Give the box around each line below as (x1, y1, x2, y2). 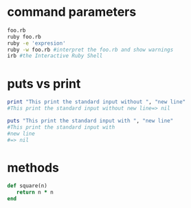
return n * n (16, 189, 54, 196)
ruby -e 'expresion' (7, 39, 67, 47)
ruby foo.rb (7, 33, 41, 40)
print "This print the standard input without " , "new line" (7, 98, 186, 105)
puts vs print (7, 76, 81, 92)
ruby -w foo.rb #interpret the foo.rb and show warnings (7, 46, 174, 53)
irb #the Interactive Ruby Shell (7, 52, 103, 59)
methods (7, 160, 60, 176)
